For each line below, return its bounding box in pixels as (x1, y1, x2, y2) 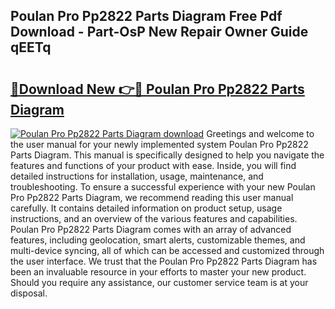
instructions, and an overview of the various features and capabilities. (10, 213, 298, 224)
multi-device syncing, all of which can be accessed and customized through (10, 245, 325, 256)
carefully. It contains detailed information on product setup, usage (10, 202, 283, 214)
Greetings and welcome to (206, 128, 315, 139)
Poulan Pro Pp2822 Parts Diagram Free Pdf (10, 8, 283, 25)
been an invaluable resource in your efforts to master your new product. (10, 266, 307, 278)
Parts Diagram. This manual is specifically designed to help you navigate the (10, 149, 325, 161)
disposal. (10, 287, 48, 299)
